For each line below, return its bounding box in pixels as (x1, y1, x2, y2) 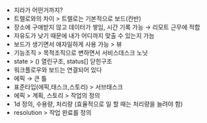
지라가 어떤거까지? (13, 6, 63, 14)
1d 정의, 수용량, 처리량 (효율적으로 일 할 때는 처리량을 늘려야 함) (13, 100, 183, 108)
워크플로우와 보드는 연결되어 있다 (13, 66, 102, 74)
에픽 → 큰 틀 (13, 74, 47, 82)
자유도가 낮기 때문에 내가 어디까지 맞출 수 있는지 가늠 (13, 31, 155, 40)
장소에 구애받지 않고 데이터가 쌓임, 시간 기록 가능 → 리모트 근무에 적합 (13, 23, 201, 31)
